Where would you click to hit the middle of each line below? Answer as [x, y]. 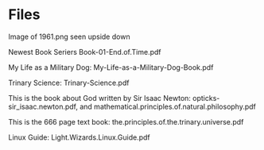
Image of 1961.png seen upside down [69, 37]
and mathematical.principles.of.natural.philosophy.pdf [168, 106]
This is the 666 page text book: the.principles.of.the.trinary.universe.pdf [126, 121]
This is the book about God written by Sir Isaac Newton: [99, 98]
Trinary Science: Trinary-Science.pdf [69, 83]
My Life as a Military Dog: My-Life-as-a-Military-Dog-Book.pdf [111, 67]
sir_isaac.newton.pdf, [43, 106]
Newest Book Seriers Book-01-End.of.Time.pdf [85, 52]
